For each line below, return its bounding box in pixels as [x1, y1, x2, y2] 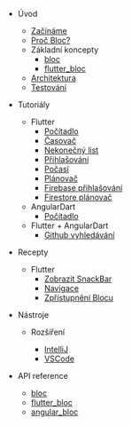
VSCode [43, 353, 75, 364]
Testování [30, 83, 66, 92]
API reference [17, 371, 68, 381]
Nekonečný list [43, 145, 99, 155]
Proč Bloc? [30, 35, 71, 45]
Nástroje [17, 310, 50, 319]
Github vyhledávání [43, 230, 115, 240]
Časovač [43, 136, 77, 146]
